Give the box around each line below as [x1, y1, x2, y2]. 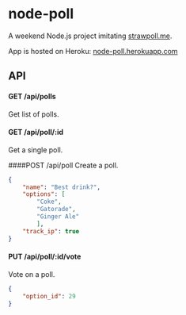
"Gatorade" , [36, 206, 77, 213]
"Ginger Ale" [36, 213, 80, 221]
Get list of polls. [8, 109, 59, 119]
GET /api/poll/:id [8, 128, 64, 137]
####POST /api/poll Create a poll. [8, 160, 119, 170]
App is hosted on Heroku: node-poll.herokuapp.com [8, 46, 178, 56]
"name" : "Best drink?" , [22, 183, 101, 191]
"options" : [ [22, 190, 66, 198]
